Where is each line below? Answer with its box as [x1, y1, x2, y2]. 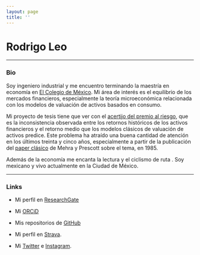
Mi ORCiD [14, 208, 39, 215]
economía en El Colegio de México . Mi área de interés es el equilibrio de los [6, 88, 192, 95]
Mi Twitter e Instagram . [14, 242, 72, 250]
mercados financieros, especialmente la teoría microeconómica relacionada [6, 95, 192, 102]
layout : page [6, 8, 39, 15]
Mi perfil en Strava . [14, 231, 62, 238]
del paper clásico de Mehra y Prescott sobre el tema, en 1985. [6, 144, 158, 151]
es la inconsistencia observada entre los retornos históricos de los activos [6, 119, 188, 126]
